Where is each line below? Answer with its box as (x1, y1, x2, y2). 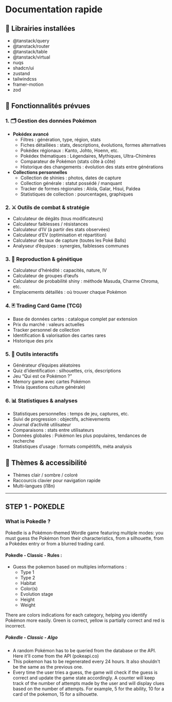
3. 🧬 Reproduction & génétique (5, 255, 83, 262)
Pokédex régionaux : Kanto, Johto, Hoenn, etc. (20, 147, 119, 154)
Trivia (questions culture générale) (12, 384, 85, 390)
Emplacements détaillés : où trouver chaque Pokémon (12, 289, 127, 295)
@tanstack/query (12, 37, 50, 44)
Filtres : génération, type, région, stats (20, 136, 101, 142)
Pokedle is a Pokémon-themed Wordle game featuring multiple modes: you (5, 529, 164, 536)
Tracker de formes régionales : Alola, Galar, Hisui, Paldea (20, 185, 141, 192)
